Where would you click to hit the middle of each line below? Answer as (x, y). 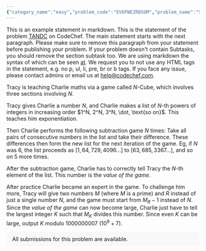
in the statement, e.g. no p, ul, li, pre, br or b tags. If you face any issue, (97, 69)
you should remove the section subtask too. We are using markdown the (98, 55)
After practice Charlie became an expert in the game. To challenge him (96, 187)
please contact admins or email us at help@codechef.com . (81, 75)
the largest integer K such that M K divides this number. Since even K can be (102, 215)
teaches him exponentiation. (42, 118)
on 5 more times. (28, 156)
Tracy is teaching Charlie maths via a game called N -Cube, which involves (100, 87)
